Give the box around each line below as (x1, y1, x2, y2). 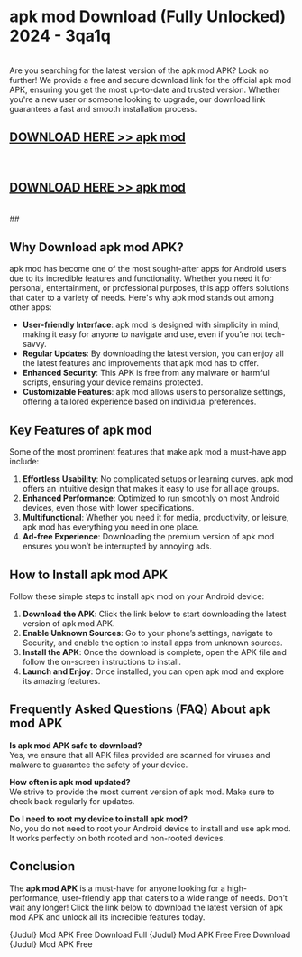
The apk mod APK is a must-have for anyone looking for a (9, 883, 225, 894)
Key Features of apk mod (9, 422, 152, 437)
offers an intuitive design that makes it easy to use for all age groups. (22, 483, 279, 494)
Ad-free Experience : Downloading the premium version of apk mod (22, 531, 275, 542)
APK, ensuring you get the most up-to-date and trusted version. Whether (9, 84, 281, 95)
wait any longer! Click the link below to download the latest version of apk (9, 902, 284, 913)
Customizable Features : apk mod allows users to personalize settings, (22, 387, 286, 398)
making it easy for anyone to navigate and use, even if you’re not (22, 329, 263, 340)
